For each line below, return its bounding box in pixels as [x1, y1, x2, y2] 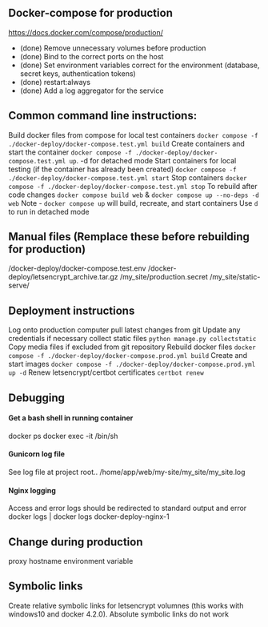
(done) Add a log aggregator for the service [19, 86, 164, 95]
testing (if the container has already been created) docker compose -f [8, 164, 238, 174]
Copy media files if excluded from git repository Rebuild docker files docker [8, 342, 256, 352]
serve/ [8, 280, 30, 291]
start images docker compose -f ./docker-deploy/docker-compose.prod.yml [8, 360, 256, 369]
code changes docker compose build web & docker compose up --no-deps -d [8, 190, 260, 199]
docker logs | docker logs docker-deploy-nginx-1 [8, 512, 170, 521]
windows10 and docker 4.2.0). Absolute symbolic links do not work [8, 609, 230, 619]
